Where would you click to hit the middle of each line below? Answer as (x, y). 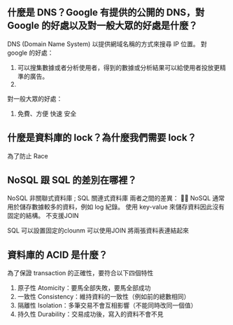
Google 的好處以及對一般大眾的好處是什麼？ (103, 26)
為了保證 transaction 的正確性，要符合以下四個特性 (80, 273)
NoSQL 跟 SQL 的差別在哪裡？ (72, 180)
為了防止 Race (28, 155)
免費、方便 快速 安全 (47, 113)
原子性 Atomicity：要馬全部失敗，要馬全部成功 (84, 288)
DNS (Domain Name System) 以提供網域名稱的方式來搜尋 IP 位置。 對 (107, 43)
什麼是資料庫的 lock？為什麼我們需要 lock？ (102, 138)
